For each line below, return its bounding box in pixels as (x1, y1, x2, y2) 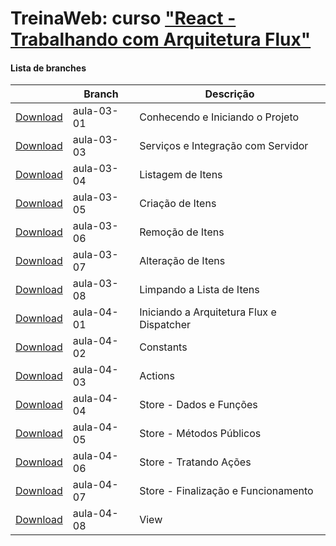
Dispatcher (139, 318, 192, 332)
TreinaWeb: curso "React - (10, 7, 237, 30)
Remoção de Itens (139, 225, 225, 239)
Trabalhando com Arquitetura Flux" (10, 28, 312, 51)
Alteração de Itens (139, 254, 226, 268)
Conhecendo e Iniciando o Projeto (139, 110, 300, 124)
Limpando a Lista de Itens (139, 283, 260, 297)
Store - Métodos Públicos (139, 427, 262, 441)
